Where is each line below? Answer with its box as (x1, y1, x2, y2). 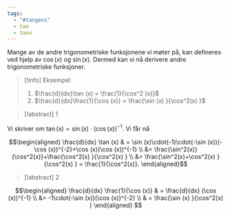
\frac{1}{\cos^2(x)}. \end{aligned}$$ (84, 160, 188, 168)
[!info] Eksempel (23, 76, 71, 85)
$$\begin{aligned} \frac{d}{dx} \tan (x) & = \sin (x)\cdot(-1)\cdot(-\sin (9, 138, 207, 146)
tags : (7, 10, 23, 17)
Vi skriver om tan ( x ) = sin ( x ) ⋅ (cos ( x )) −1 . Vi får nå (7, 123, 150, 133)
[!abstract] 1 (23, 110, 59, 118)
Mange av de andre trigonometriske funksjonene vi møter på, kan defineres (7, 48, 222, 56)
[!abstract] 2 (23, 173, 60, 181)
